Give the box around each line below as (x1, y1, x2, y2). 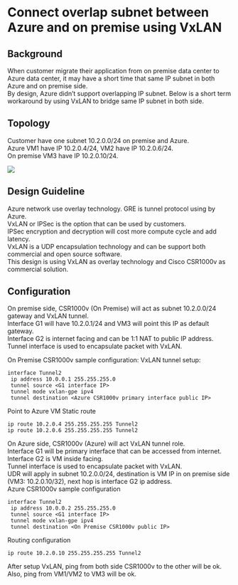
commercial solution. (7, 265, 69, 273)
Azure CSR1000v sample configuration (7, 485, 121, 493)
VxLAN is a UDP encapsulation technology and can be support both (7, 242, 206, 251)
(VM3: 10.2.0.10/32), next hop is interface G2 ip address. (7, 478, 173, 486)
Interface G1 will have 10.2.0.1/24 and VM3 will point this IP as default (7, 320, 210, 328)
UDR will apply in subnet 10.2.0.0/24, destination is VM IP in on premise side (7, 470, 230, 478)
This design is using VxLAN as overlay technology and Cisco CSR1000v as (7, 257, 226, 265)
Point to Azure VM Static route (7, 407, 96, 416)
